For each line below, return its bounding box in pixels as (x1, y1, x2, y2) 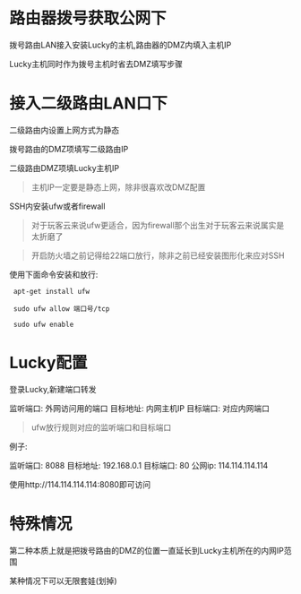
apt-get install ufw (13, 287, 90, 296)
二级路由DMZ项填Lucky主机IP (9, 162, 119, 173)
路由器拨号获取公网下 (9, 8, 168, 29)
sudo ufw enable (13, 320, 74, 329)
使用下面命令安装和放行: (9, 269, 99, 280)
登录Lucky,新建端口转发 (9, 383, 97, 394)
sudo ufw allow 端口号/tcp (13, 304, 110, 314)
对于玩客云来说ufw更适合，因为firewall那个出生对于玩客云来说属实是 (30, 220, 285, 230)
